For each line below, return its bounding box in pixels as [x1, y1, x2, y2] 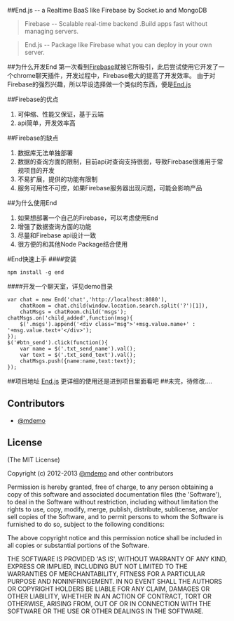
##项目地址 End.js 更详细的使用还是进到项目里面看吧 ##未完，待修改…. [7, 377, 212, 385]
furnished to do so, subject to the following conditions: [7, 520, 165, 528]
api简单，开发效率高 [17, 119, 76, 127]
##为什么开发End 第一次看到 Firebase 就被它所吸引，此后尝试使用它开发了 [7, 63, 219, 71]
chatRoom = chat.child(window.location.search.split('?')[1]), [20, 302, 209, 309]
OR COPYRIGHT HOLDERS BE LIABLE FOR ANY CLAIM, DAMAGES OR [7, 584, 210, 593]
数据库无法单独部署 [17, 149, 74, 157]
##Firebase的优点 [7, 95, 59, 103]
